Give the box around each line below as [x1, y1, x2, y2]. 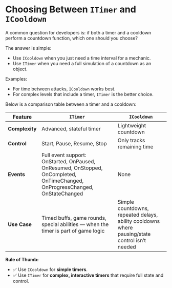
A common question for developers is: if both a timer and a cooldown [5, 29, 152, 35]
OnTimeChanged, [41, 177, 84, 184]
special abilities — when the [41, 221, 109, 228]
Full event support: [41, 151, 87, 159]
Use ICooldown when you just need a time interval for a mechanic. [12, 55, 151, 61]
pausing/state [117, 230, 151, 237]
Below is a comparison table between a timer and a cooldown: [5, 101, 137, 107]
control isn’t [117, 237, 146, 244]
